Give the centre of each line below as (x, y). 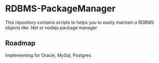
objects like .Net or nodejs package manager (51, 27)
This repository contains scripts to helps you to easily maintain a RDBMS (80, 22)
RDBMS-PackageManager (60, 9)
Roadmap (20, 43)
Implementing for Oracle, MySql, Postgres (48, 55)
